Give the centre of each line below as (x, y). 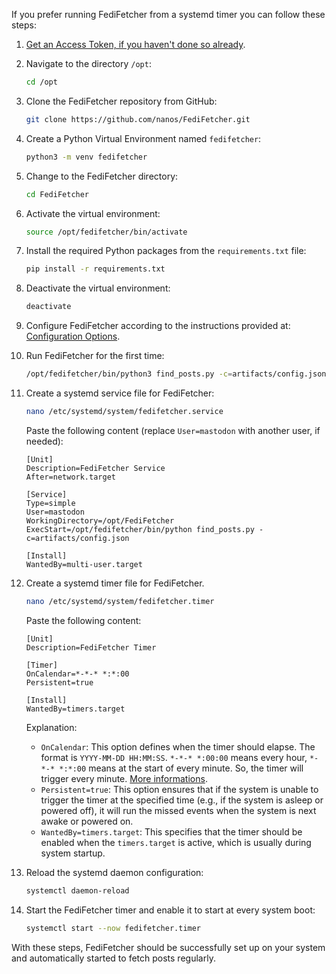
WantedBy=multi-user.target (84, 564)
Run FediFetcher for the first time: (95, 356)
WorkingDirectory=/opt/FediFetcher (100, 520)
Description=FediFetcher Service (95, 468)
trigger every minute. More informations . (124, 778)
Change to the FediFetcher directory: (102, 176)
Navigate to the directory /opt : (88, 63)
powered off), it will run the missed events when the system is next (178, 810)
